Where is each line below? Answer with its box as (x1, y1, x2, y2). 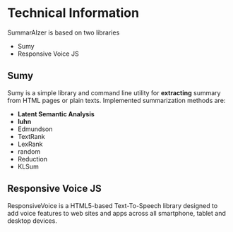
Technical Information (7, 5, 140, 21)
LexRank (17, 140, 43, 148)
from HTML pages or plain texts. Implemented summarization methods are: (7, 96, 226, 104)
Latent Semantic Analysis (17, 109, 95, 118)
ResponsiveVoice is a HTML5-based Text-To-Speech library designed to (7, 201, 218, 209)
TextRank (17, 132, 45, 140)
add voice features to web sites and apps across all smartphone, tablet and (7, 209, 226, 217)
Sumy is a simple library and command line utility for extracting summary (7, 88, 221, 97)
